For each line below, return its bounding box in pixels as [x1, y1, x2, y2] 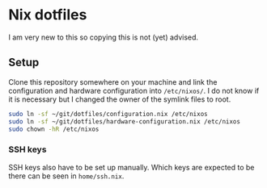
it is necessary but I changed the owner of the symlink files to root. [8, 94, 231, 104]
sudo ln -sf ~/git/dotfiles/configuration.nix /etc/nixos [8, 110, 208, 118]
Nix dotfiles [8, 6, 87, 24]
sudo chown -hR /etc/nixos [8, 125, 100, 133]
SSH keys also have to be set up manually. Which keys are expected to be [8, 162, 255, 172]
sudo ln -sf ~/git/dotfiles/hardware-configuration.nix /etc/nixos [8, 117, 241, 126]
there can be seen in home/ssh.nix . [8, 171, 125, 181]
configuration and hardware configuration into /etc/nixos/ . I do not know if [8, 86, 260, 95]
